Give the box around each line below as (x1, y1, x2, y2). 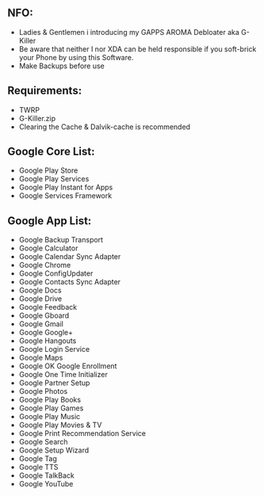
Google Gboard (18, 311, 70, 320)
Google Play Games (18, 403, 84, 413)
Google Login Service (18, 345, 90, 354)
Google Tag (18, 454, 57, 464)
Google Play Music (18, 412, 81, 422)
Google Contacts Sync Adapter (18, 277, 121, 287)
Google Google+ (18, 328, 73, 338)
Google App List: (7, 214, 92, 227)
